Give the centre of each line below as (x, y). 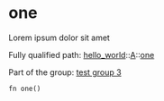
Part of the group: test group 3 (65, 72)
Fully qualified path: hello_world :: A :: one (82, 55)
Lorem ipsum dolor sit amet (59, 38)
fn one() (25, 88)
